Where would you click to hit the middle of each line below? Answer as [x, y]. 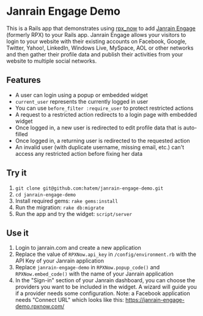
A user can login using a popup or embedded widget [81, 95]
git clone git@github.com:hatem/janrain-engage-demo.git [89, 188]
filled [21, 134]
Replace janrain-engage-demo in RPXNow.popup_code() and [87, 268]
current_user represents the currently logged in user [82, 101]
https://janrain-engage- [155, 300]
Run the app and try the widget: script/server [74, 214]
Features [24, 80]
